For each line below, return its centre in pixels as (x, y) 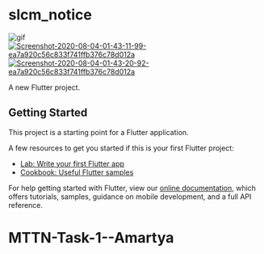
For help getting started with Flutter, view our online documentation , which (132, 188)
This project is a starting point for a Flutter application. (98, 132)
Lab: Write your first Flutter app (72, 163)
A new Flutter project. (44, 87)
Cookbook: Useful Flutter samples (77, 172)
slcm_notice (50, 15)
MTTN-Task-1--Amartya (91, 237)
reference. (25, 205)
